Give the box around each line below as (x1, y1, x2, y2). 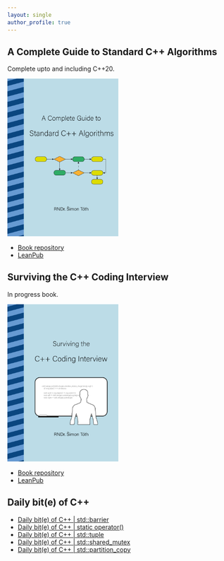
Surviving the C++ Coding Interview (7, 271, 169, 283)
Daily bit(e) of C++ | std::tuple (17, 530, 104, 538)
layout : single (7, 11, 52, 18)
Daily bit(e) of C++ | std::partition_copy (17, 545, 131, 554)
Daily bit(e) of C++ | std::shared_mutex (17, 538, 130, 546)
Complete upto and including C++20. (7, 64, 115, 73)
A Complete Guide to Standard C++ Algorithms (7, 46, 218, 58)
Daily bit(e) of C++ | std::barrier (17, 515, 109, 524)
